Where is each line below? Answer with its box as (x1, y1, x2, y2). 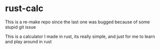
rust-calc (5, 3, 44, 14)
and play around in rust (5, 38, 52, 44)
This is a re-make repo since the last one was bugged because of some (5, 19, 150, 25)
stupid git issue (5, 24, 36, 30)
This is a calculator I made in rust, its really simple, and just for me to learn (5, 33, 156, 39)
